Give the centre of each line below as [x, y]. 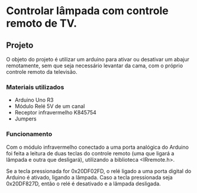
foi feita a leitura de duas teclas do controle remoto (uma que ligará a [90, 153]
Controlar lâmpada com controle [87, 11]
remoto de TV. [42, 23]
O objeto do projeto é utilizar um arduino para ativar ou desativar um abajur [98, 59]
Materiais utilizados [35, 87]
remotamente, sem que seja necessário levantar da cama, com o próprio [95, 66]
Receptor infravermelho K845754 [55, 113]
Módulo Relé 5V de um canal [50, 106]
